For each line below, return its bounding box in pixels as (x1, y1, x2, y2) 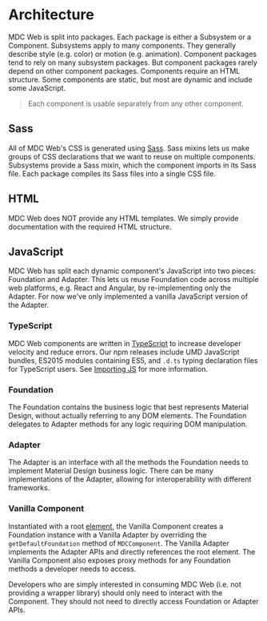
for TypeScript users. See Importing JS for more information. (8, 364, 209, 373)
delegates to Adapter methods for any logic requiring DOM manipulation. (8, 419, 248, 429)
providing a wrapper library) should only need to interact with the (8, 587, 223, 598)
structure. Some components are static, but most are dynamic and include (8, 75, 253, 84)
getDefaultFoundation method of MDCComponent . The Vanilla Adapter (8, 538, 229, 548)
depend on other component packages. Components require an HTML (8, 66, 241, 75)
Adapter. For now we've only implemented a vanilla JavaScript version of (8, 292, 249, 301)
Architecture (8, 6, 94, 24)
